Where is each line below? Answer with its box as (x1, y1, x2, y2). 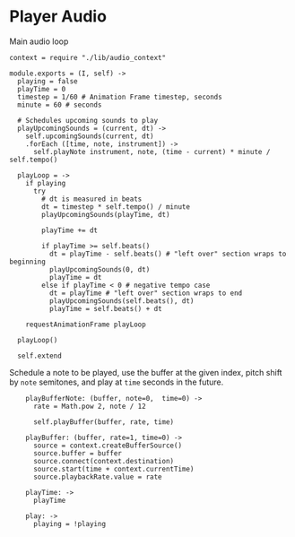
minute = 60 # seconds (17, 100, 102, 109)
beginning (9, 257, 47, 266)
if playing (25, 178, 66, 187)
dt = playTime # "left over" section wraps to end (48, 289, 243, 298)
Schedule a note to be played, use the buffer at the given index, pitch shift (9, 367, 282, 377)
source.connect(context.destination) (32, 456, 175, 465)
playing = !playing (32, 519, 106, 528)
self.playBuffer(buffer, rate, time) (32, 417, 175, 427)
